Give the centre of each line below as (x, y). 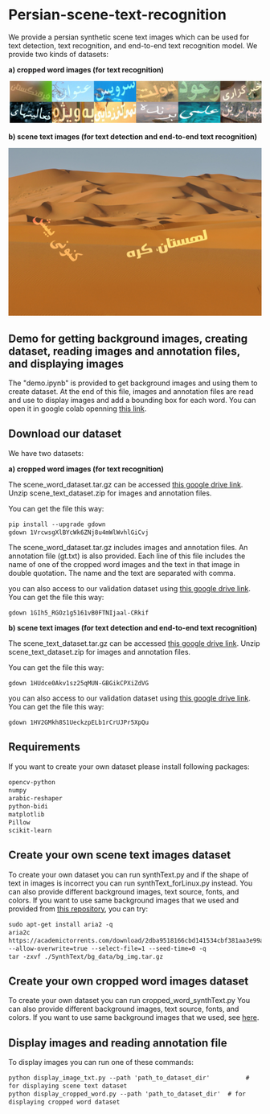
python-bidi (28, 806)
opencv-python (32, 782)
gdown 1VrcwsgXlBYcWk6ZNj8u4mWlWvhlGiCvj (79, 532)
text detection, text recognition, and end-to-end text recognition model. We (133, 45)
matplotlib (27, 814)
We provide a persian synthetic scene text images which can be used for (129, 37)
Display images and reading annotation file (118, 1043)
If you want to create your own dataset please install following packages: (129, 767)
